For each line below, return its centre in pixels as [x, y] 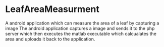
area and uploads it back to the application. [50, 39]
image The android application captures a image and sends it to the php [80, 28]
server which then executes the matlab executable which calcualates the [81, 33]
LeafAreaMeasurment [52, 9]
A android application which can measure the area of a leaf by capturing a [82, 23]
